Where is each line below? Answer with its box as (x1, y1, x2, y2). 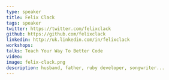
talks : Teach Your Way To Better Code (6, 48, 103, 54)
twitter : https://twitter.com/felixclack (6, 25, 111, 32)
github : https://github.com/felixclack (6, 31, 106, 37)
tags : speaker (6, 20, 42, 26)
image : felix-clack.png (6, 59, 66, 65)
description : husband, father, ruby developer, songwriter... (6, 64, 165, 71)
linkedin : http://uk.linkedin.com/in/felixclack (6, 37, 130, 43)
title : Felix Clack (6, 14, 55, 20)
